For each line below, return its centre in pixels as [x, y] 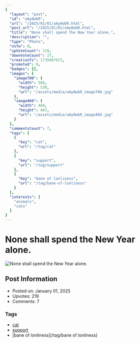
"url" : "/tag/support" [41, 165]
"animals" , [25, 201]
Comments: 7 [26, 301]
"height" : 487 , [34, 110]
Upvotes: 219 [26, 296]
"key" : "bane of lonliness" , [48, 179]
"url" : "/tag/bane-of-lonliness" [52, 183]
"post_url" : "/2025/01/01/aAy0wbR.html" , [53, 28]
